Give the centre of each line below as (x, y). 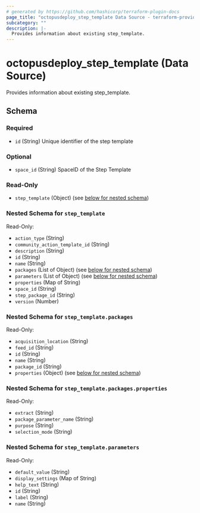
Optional (19, 157)
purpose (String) (34, 425)
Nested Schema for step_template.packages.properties (87, 388)
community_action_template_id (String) (62, 244)
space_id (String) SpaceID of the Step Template (73, 170)
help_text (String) (37, 484)
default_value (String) (42, 472)
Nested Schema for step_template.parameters (73, 447)
